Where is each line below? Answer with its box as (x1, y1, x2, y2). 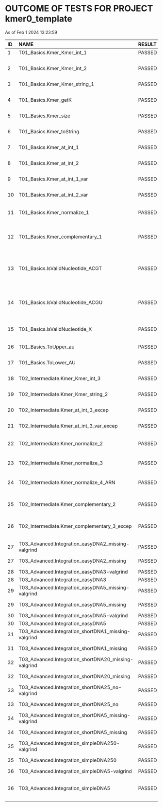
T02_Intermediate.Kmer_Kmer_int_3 (18, 375, 101, 382)
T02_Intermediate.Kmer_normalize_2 (18, 440, 103, 447)
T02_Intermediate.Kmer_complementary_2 (18, 501, 116, 507)
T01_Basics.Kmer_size (18, 112, 70, 119)
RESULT (138, 41, 157, 48)
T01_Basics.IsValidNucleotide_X (18, 325, 92, 332)
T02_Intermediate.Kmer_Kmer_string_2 (18, 391, 108, 397)
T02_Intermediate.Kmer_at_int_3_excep (18, 407, 109, 413)
